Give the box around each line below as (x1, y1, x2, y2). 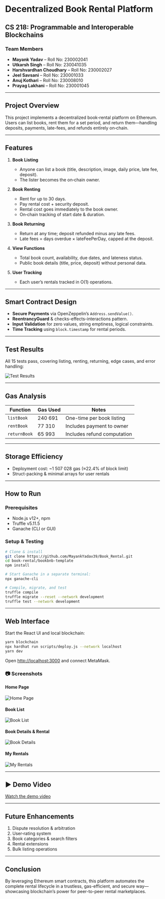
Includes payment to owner (65, 422, 129, 429)
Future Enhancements (5, 812, 75, 820)
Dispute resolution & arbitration (12, 825, 75, 831)
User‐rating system (12, 831, 52, 837)
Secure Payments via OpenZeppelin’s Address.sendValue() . (12, 311, 134, 317)
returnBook (7, 431, 33, 436)
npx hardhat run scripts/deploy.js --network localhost (5, 644, 122, 649)
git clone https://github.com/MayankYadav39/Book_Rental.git (5, 554, 133, 559)
